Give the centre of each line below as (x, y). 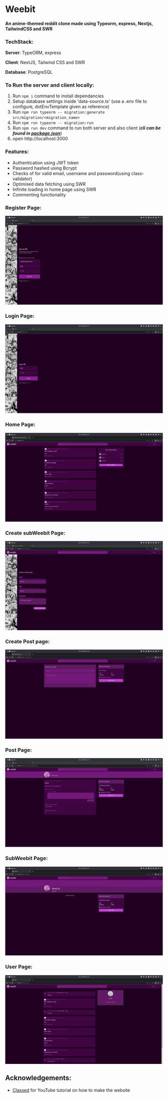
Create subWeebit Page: (35, 533)
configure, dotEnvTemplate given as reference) (61, 107)
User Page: (19, 967)
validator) (22, 179)
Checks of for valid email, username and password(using (71, 173)
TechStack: (19, 42)
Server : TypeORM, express (33, 53)
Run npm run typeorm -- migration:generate (58, 112)
